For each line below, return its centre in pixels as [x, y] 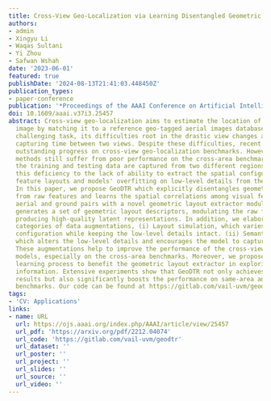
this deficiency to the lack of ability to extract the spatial [126, 174]
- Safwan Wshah [34, 61]
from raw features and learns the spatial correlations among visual [135, 196]
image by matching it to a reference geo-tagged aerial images [124, 129]
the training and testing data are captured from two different [126, 167]
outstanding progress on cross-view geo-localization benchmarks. [129, 151]
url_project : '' [43, 362]
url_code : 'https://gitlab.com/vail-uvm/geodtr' [99, 339]
